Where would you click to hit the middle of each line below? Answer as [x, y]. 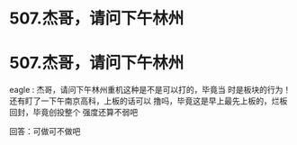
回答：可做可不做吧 [45, 131]
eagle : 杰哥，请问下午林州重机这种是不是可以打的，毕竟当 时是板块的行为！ [150, 90]
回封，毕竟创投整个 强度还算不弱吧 [73, 113]
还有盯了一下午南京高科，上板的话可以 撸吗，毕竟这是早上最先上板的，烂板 [148, 101]
